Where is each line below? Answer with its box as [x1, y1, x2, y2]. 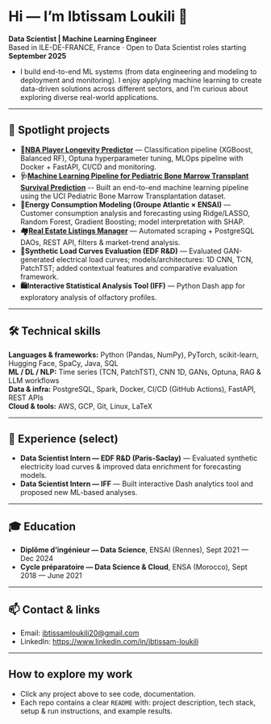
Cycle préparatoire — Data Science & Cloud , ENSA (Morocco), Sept [19, 562, 248, 572]
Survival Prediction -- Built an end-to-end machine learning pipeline [19, 182, 249, 192]
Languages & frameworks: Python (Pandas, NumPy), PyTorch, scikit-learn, [8, 350, 259, 360]
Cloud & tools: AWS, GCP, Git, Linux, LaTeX [8, 401, 153, 410]
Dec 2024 [19, 554, 54, 564]
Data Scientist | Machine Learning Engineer [8, 34, 157, 44]
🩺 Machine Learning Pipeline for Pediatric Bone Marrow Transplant [19, 171, 249, 181]
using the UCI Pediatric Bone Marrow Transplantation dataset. [19, 191, 226, 201]
